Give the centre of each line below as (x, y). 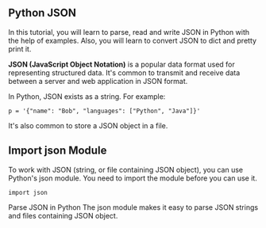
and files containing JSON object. (63, 215)
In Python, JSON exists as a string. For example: (87, 96)
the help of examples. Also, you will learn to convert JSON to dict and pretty (132, 40)
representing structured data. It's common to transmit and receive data (124, 72)
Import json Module (58, 151)
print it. (20, 49)
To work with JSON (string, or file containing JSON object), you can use (126, 169)
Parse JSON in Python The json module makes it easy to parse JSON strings (133, 207)
